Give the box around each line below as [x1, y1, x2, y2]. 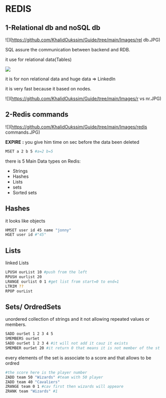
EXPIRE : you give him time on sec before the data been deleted [5, 139, 140, 145]
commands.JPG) [5, 129, 41, 135]
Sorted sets [12, 189, 37, 196]
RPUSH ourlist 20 [5, 274, 42, 280]
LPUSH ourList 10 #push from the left [5, 270, 87, 275]
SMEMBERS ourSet [5, 336, 40, 341]
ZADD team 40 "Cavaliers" [5, 379, 60, 384]
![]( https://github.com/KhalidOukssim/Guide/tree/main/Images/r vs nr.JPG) [5, 96, 161, 102]
